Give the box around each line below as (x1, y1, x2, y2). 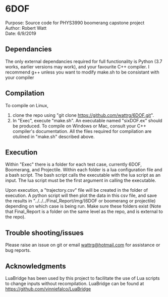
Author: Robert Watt (5, 25, 47, 31)
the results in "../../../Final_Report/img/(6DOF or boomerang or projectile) (5, 198, 156, 204)
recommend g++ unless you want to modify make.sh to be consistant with (5, 69, 160, 75)
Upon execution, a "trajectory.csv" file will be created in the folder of (5, 187, 148, 193)
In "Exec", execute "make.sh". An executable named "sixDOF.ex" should (12, 117, 162, 123)
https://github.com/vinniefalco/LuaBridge (5, 286, 91, 292)
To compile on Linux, (5, 102, 49, 108)
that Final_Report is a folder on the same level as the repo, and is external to (5, 208, 163, 214)
